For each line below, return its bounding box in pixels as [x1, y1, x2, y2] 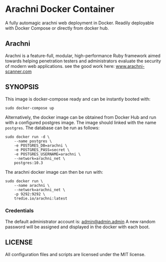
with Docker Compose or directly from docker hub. [5, 25, 109, 31]
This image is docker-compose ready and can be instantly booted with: [5, 96, 151, 102]
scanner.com [5, 68, 32, 74]
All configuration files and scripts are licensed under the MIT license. [5, 251, 146, 257]
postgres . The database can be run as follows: [5, 125, 100, 131]
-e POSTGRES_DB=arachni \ [14, 143, 68, 148]
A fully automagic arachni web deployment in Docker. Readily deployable [5, 20, 155, 26]
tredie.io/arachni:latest [14, 196, 68, 201]
